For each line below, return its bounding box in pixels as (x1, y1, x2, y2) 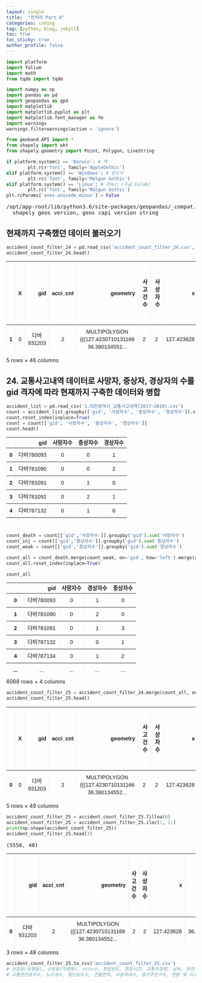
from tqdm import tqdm (6, 76, 63, 82)
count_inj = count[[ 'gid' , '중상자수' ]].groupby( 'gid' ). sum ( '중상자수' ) (6, 538, 179, 544)
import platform (6, 58, 47, 65)
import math (6, 70, 36, 76)
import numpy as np (6, 87, 55, 93)
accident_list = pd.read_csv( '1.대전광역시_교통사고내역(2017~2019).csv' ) (6, 403, 184, 410)
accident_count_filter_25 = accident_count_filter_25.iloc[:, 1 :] (6, 819, 176, 826)
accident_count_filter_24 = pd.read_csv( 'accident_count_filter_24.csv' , (6, 244, 195, 250)
